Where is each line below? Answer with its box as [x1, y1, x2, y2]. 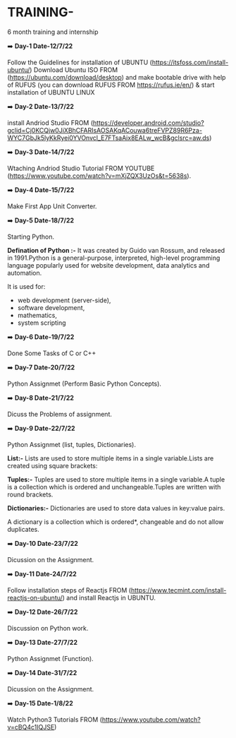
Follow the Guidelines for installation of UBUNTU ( [7, 58, 153, 66]
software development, [17, 303, 85, 311]
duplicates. [7, 525, 40, 533]
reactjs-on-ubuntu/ [7, 593, 63, 602]
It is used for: [7, 282, 46, 290]
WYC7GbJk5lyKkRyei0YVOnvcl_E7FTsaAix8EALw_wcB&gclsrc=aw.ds [7, 133, 210, 142]
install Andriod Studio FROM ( [7, 118, 94, 127]
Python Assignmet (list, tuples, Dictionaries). [7, 440, 136, 448]
